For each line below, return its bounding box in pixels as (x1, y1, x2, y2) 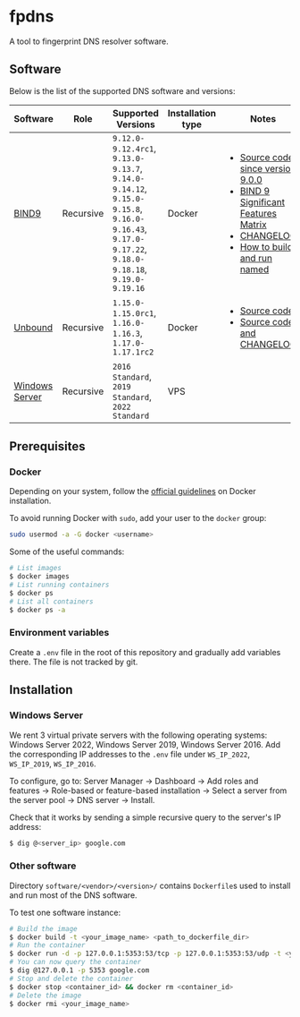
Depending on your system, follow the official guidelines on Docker (9, 486, 256, 497)
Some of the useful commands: (9, 546, 125, 557)
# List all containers (9, 597, 94, 606)
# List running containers (9, 580, 110, 590)
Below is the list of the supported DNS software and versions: (9, 85, 236, 96)
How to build (239, 240, 293, 252)
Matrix (239, 218, 267, 230)
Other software (9, 859, 77, 872)
